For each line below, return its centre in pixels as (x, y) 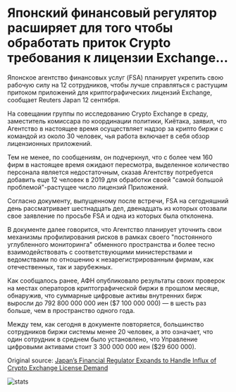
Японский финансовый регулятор (112, 13)
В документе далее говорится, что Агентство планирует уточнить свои (114, 229)
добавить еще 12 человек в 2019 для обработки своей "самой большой (115, 179)
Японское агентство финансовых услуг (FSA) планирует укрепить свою (116, 77)
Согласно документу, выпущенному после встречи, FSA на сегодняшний (118, 201)
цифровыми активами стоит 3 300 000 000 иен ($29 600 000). (102, 346)
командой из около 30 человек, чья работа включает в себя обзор (108, 136)
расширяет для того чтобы (90, 28)
